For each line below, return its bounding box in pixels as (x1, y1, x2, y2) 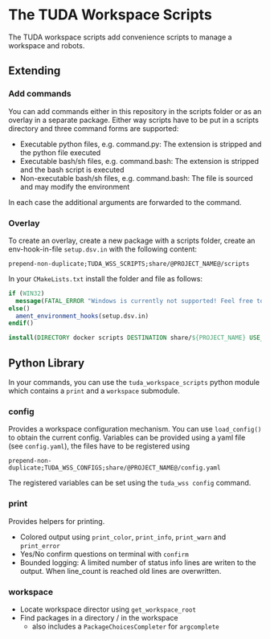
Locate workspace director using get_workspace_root (19, 604, 197, 614)
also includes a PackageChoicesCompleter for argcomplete (31, 621, 219, 631)
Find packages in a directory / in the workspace (19, 612, 178, 622)
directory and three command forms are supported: (8, 123, 179, 133)
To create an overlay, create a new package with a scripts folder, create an (8, 236, 256, 245)
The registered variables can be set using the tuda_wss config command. (8, 478, 252, 488)
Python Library (8, 356, 85, 370)
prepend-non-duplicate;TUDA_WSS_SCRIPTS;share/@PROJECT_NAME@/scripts (8, 260, 250, 268)
